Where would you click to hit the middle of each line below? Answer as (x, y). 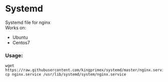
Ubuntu (20, 37)
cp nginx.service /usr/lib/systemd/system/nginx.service (66, 75)
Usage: (14, 55)
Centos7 (21, 42)
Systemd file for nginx (28, 22)
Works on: (16, 27)
